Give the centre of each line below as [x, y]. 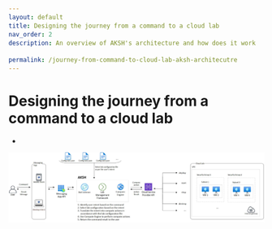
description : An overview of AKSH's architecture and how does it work [132, 43]
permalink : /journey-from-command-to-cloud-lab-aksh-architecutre [123, 60]
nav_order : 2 [30, 34]
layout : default [36, 17]
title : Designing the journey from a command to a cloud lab [114, 26]
